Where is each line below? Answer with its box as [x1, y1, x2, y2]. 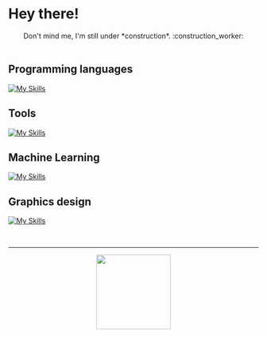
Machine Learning [8, 150, 101, 164]
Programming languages [8, 63, 133, 76]
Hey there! [8, 5, 79, 23]
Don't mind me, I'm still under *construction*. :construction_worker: [23, 31, 244, 41]
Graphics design [8, 195, 91, 208]
